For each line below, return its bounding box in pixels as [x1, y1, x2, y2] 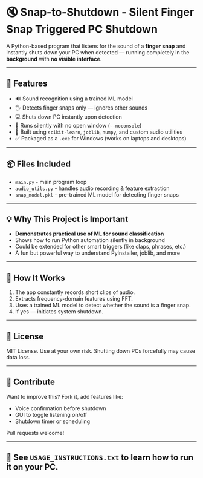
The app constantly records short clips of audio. [14, 289, 135, 296]
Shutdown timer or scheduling [14, 417, 91, 425]
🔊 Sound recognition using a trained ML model [14, 95, 133, 102]
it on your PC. [6, 462, 59, 473]
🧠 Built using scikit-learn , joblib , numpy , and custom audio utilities [14, 128, 183, 136]
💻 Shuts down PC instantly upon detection [14, 113, 122, 120]
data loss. [6, 354, 31, 361]
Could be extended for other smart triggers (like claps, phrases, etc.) [14, 243, 187, 250]
